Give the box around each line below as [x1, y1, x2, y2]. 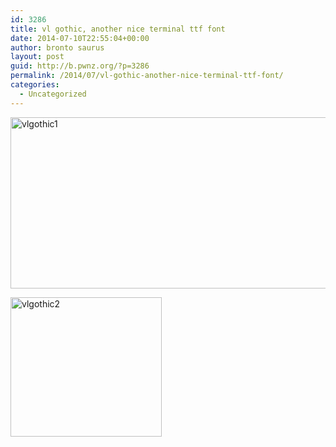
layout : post [10, 52, 65, 62]
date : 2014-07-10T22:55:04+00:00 [10, 33, 150, 43]
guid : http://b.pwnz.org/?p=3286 [10, 61, 150, 71]
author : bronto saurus [10, 42, 105, 53]
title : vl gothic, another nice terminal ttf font [10, 24, 226, 34]
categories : [10, 80, 60, 90]
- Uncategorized [19, 89, 87, 99]
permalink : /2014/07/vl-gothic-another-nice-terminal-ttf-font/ [10, 71, 284, 81]
